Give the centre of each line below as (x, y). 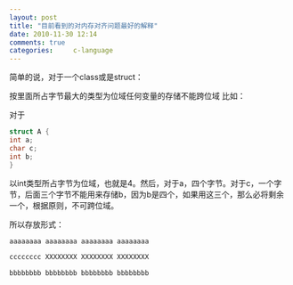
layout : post (33, 17)
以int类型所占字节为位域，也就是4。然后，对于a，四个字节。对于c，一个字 (146, 183)
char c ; (24, 148)
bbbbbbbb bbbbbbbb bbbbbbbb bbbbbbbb (79, 273)
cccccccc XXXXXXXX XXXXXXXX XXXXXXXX (79, 257)
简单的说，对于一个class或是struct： (77, 77)
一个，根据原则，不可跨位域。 (64, 205)
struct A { (29, 132)
